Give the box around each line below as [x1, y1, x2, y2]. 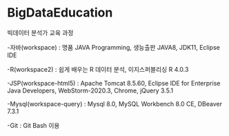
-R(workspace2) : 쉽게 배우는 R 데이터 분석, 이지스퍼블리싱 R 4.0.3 [7, 65, 189, 73]
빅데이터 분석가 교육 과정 [7, 28, 74, 37]
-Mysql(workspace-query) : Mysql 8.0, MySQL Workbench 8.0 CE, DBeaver [7, 99, 223, 108]
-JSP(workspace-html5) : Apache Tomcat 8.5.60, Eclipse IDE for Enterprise [7, 79, 221, 87]
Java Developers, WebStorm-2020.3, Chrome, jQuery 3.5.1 [7, 86, 174, 95]
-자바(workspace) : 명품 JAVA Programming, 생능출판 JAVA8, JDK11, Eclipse [7, 43, 221, 51]
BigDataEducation [7, 5, 113, 21]
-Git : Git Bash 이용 [7, 121, 60, 129]
